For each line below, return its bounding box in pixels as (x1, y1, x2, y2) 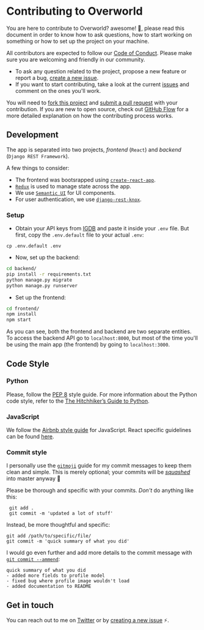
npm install (6, 311, 37, 317)
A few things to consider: (6, 164, 70, 172)
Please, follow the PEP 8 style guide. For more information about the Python (6, 390, 197, 398)
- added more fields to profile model (6, 573, 105, 579)
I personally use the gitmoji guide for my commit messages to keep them (6, 462, 192, 469)
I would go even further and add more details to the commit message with (6, 549, 192, 557)
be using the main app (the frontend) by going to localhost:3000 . (6, 341, 170, 348)
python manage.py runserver (6, 282, 78, 288)
